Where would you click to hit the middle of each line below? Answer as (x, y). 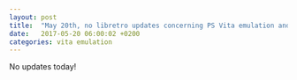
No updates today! (43, 67)
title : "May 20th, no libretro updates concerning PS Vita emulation (142, 25)
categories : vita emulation (61, 42)
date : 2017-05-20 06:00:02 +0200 (75, 33)
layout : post (33, 17)
